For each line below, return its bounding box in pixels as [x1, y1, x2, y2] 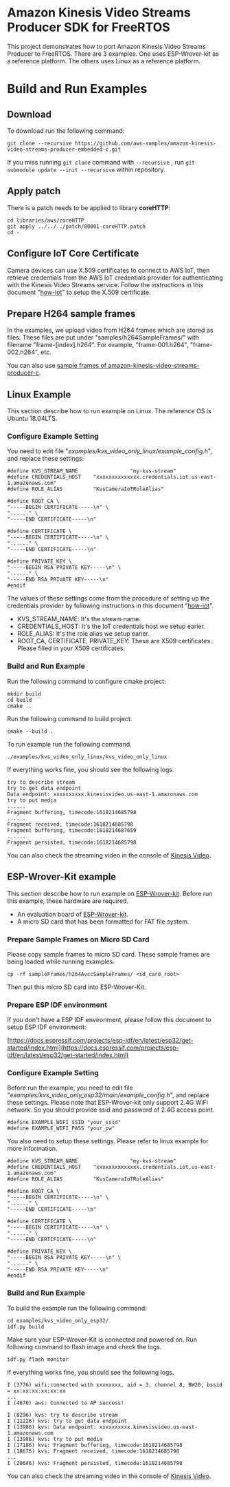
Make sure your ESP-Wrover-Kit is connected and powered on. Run [7, 1335, 198, 1344]
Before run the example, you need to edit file [7, 1083, 133, 1092]
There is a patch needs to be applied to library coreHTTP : [7, 203, 171, 211]
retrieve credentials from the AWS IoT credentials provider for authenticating [7, 273, 223, 282]
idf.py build [7, 1323, 45, 1330]
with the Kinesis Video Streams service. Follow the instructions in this [7, 280, 204, 289]
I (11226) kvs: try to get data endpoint [7, 1417, 128, 1424]
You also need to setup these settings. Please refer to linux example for [7, 1137, 209, 1145]
